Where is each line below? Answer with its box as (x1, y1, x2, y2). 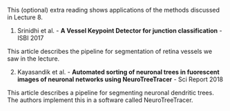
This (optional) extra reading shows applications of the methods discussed (7, 6, 220, 14)
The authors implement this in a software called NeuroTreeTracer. (7, 96, 193, 104)
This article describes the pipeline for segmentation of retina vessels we (7, 48, 213, 55)
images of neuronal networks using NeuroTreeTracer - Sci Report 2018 (17, 75, 224, 83)
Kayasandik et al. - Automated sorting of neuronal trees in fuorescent (17, 68, 220, 76)
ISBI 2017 (17, 34, 44, 42)
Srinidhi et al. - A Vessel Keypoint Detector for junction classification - (17, 27, 222, 34)
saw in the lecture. (7, 54, 60, 63)
